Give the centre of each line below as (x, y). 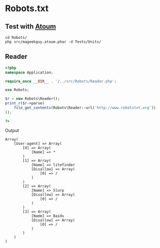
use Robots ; (17, 90)
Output (12, 130)
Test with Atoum (30, 27)
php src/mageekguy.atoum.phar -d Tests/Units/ (53, 42)
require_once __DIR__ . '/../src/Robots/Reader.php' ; (61, 81)
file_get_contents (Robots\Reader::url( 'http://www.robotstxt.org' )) (85, 108)
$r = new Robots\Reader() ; (32, 99)
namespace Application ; (29, 72)
